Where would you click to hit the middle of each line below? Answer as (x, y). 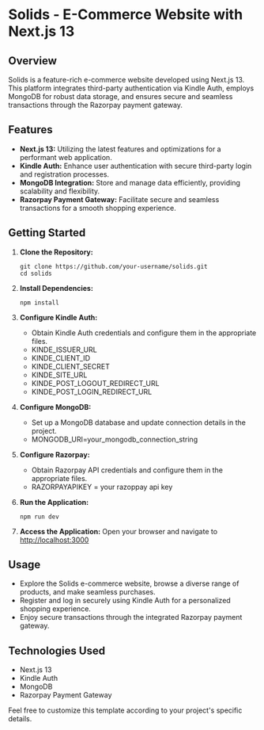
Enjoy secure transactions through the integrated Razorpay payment (131, 617)
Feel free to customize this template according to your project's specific (125, 710)
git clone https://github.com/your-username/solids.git (113, 266)
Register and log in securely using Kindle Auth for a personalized (125, 601)
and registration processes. (64, 174)
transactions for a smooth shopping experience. (98, 208)
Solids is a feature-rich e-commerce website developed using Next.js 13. (126, 80)
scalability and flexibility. (60, 191)
